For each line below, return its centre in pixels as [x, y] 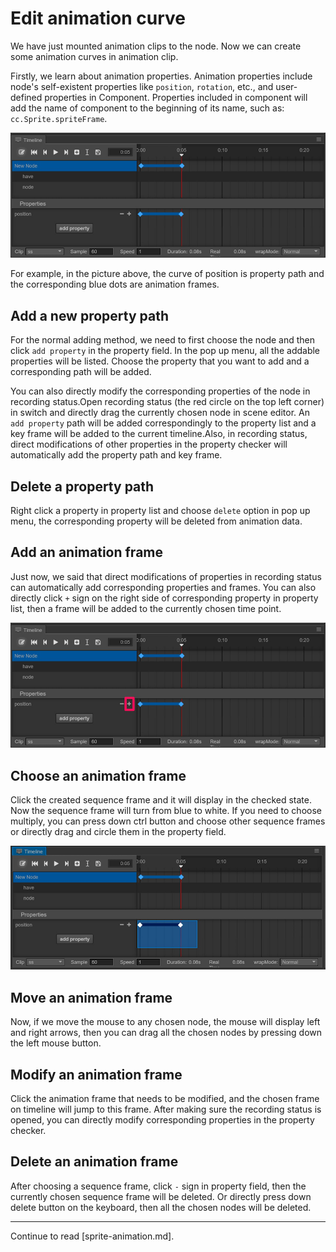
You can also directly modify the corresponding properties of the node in [160, 391]
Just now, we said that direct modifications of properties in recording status [166, 576]
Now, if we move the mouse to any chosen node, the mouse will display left [165, 1022]
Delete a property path [82, 486]
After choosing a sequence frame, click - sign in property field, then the [158, 1186]
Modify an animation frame [96, 1074]
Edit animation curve [98, 18]
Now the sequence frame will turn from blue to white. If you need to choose [166, 811]
